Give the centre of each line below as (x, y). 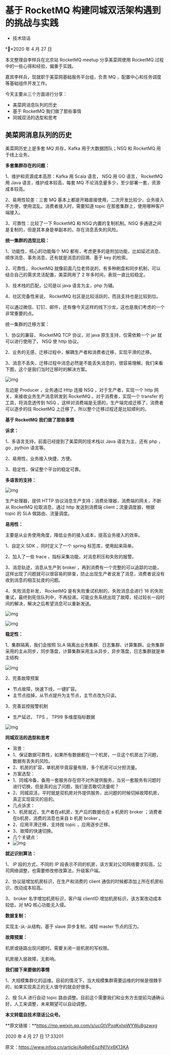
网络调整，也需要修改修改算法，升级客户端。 (56, 870)
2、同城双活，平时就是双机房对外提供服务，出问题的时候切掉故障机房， (87, 792)
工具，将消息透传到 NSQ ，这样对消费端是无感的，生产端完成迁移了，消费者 (84, 402)
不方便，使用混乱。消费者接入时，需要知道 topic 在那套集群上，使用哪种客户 (85, 206)
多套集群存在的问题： (27, 165)
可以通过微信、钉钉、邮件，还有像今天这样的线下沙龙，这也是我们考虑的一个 (85, 307)
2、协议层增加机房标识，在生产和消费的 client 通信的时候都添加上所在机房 (82, 881)
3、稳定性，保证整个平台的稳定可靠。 (44, 469)
